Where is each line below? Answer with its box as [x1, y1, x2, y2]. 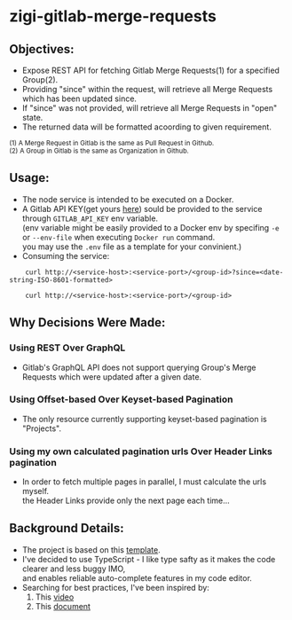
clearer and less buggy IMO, [21, 563, 126, 574]
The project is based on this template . [21, 544, 162, 555]
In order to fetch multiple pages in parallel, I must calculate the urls [21, 476, 267, 487]
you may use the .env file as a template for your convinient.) [21, 241, 242, 252]
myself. [21, 486, 50, 497]
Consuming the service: [21, 250, 110, 261]
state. [21, 113, 43, 122]
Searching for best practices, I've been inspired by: [21, 582, 210, 593]
